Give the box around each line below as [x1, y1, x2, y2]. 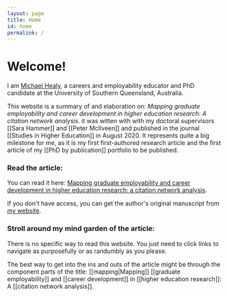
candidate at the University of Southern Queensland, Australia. [7, 89, 183, 97]
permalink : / [7, 29, 45, 36]
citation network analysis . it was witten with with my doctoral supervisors [7, 117, 214, 125]
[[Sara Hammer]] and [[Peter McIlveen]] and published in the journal [7, 124, 200, 133]
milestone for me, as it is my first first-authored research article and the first [7, 139, 221, 147]
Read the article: [7, 163, 64, 173]
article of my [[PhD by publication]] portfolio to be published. [7, 146, 179, 155]
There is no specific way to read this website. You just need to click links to [7, 239, 219, 247]
